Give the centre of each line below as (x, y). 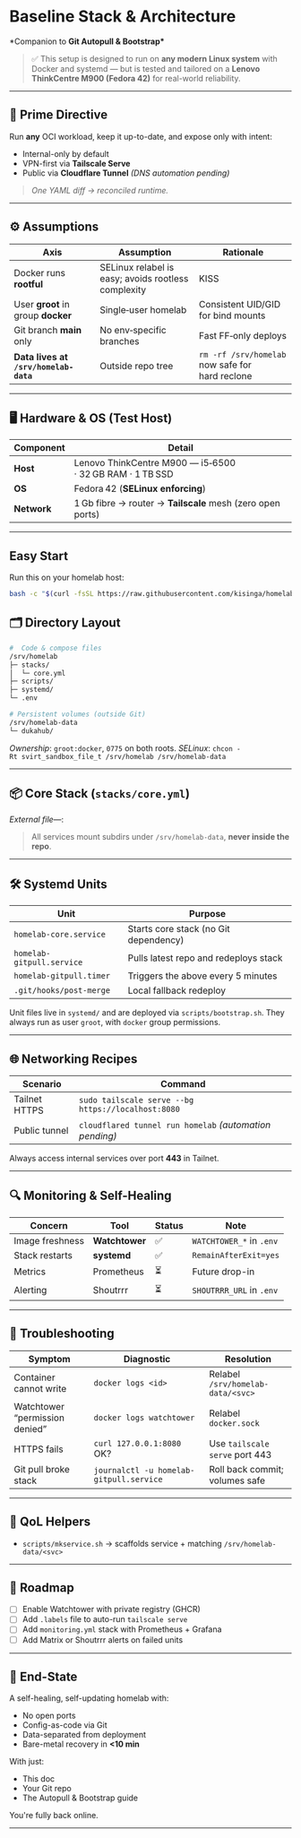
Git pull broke (42, 1469)
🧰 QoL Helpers (50, 1522)
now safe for (225, 365)
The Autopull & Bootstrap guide (80, 1798)
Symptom (49, 1359)
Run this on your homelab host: (67, 578)
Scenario (42, 1084)
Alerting (30, 1290)
